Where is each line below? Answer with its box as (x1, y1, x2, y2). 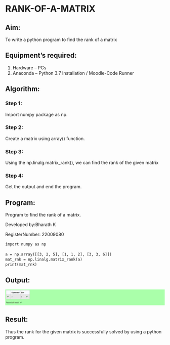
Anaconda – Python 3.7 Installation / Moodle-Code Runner (12, 70, 134, 76)
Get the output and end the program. (5, 184, 82, 190)
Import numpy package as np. (5, 111, 68, 117)
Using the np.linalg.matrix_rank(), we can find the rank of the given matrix (5, 160, 159, 166)
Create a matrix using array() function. (5, 135, 85, 142)
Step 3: (5, 148, 24, 155)
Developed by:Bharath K (5, 222, 56, 228)
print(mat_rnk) (5, 262, 37, 267)
